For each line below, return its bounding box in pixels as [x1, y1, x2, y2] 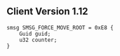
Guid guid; [19, 30, 51, 37]
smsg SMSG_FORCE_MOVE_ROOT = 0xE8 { [6, 24, 114, 31]
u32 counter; [19, 36, 58, 43]
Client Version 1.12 [6, 6, 88, 17]
